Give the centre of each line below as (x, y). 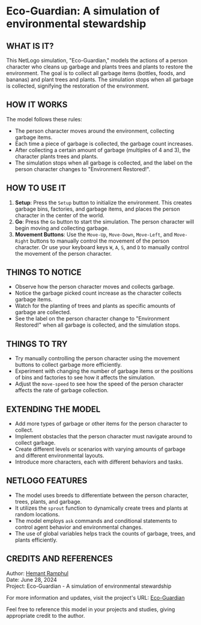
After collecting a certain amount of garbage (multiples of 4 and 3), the (103, 150)
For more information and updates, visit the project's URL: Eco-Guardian (95, 597)
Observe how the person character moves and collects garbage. (95, 287)
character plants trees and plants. (56, 156)
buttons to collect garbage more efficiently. (68, 365)
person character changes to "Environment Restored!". (82, 169)
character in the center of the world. (60, 215)
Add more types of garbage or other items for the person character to (101, 424)
